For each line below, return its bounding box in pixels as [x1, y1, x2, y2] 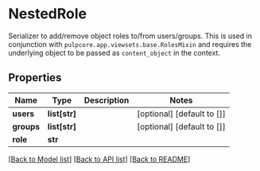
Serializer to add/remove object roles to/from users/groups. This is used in [8, 31, 253, 41]
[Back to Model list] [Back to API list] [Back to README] [8, 154, 191, 164]
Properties [8, 71, 62, 84]
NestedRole [8, 5, 87, 23]
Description [83, 95, 130, 106]
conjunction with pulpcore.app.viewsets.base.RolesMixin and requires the [8, 39, 252, 49]
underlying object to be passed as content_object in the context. [8, 48, 221, 57]
